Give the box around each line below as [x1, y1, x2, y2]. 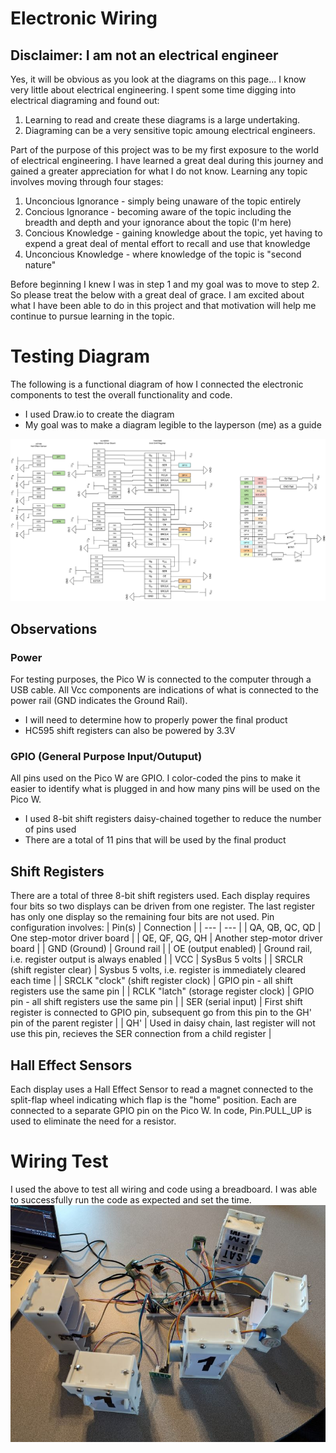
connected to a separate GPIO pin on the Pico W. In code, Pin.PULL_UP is [10, 1104, 312, 1116]
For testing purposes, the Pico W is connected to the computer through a [10, 673, 312, 685]
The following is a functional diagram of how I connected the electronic [10, 378, 304, 390]
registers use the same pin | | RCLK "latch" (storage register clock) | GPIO [10, 985, 315, 997]
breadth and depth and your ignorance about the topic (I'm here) [24, 217, 292, 228]
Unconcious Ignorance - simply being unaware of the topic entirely [24, 195, 302, 207]
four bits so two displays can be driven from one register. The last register [10, 900, 315, 912]
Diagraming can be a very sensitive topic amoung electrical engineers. [24, 125, 316, 136]
